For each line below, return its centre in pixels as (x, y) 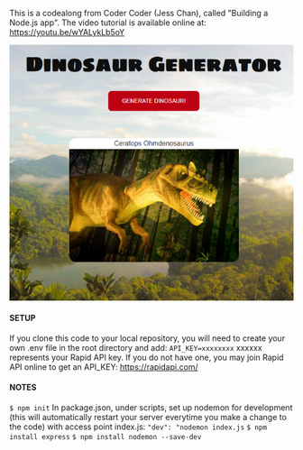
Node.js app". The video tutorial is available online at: (108, 23)
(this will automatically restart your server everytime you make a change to (148, 417)
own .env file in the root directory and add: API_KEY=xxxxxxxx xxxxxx (136, 347)
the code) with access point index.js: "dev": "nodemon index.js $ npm (138, 427)
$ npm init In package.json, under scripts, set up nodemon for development (151, 408)
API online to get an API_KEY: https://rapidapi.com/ (104, 367)
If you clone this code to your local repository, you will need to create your (147, 338)
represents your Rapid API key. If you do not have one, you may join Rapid (147, 357)
